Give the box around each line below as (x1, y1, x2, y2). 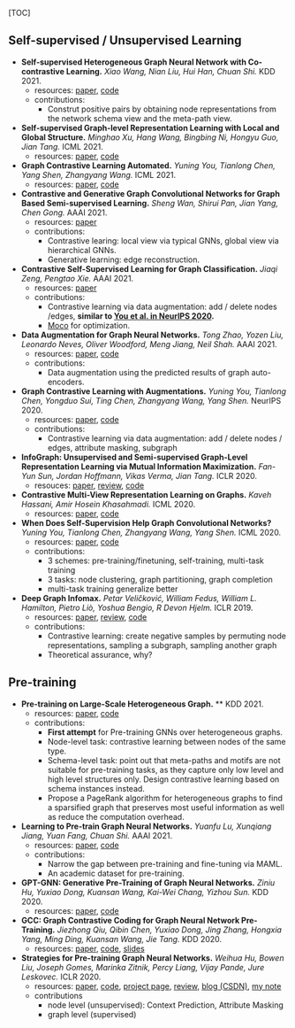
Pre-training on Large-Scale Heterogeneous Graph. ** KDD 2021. (20, 699, 264, 709)
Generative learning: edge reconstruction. (47, 254, 200, 265)
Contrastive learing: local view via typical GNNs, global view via (47, 235, 279, 246)
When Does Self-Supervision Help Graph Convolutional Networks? (20, 517, 272, 528)
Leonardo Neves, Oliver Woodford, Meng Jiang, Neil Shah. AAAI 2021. (20, 338, 277, 349)
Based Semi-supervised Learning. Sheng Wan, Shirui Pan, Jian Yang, (20, 197, 279, 208)
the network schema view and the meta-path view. (47, 112, 232, 123)
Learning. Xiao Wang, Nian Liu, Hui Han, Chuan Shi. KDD (65, 66, 276, 76)
